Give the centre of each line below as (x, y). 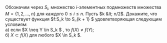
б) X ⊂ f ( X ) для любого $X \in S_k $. (43, 35)
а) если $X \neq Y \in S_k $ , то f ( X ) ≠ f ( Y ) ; (49, 29)
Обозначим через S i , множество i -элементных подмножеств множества (83, 8)
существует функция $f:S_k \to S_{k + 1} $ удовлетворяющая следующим (83, 19)
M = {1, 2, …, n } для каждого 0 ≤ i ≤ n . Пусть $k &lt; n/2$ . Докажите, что (81, 13)
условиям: (16, 24)
